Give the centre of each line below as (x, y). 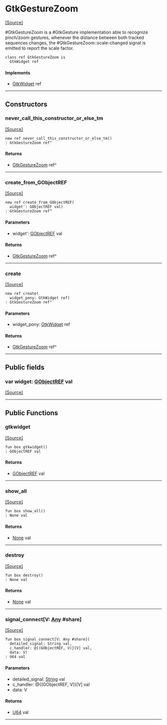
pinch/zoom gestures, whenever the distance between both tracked (75, 37)
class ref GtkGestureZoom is (35, 57)
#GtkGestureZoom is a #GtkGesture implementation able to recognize (77, 32)
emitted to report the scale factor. (40, 48)
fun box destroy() (24, 575)
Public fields (25, 367)
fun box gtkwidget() (27, 447)
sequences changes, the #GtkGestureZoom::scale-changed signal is (76, 42)
